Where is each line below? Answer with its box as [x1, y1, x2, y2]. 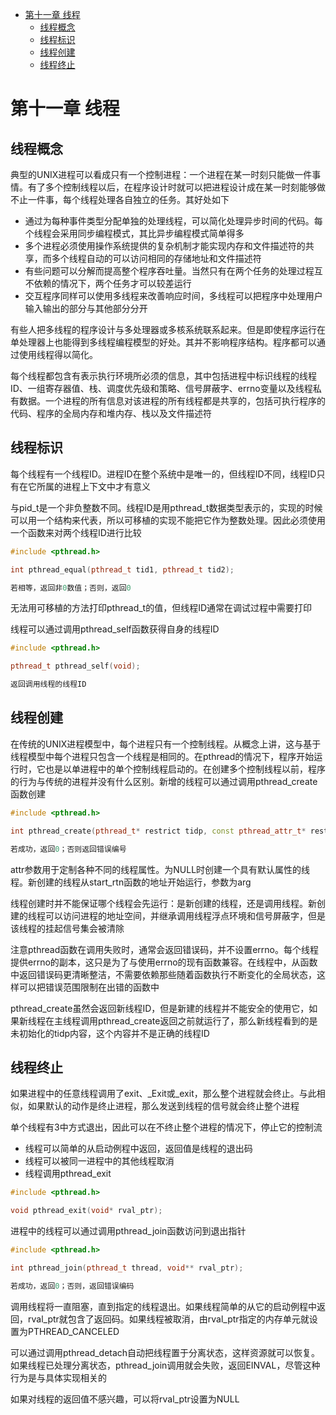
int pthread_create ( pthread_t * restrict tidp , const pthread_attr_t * [10, 826, 307, 836]
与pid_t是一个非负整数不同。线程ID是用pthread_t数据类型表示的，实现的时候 [10, 501, 323, 513]
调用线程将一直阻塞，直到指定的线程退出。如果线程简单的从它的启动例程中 [10, 1300, 317, 1312]
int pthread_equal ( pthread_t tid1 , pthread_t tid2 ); [10, 564, 235, 575]
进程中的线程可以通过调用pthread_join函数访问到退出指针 [10, 1225, 247, 1237]
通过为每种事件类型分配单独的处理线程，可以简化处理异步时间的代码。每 [24, 215, 323, 227]
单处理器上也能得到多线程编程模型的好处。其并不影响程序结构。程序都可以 [10, 336, 317, 348]
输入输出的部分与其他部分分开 [24, 303, 148, 314]
